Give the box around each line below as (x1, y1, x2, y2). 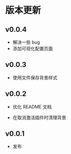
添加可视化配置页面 (12, 46, 53, 51)
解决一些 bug (12, 39, 41, 45)
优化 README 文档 (12, 103, 52, 109)
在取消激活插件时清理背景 (12, 114, 66, 121)
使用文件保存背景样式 (12, 74, 57, 81)
